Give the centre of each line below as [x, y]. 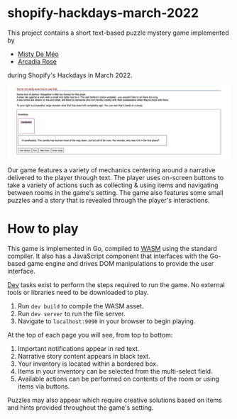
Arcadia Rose [37, 61]
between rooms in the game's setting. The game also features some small [115, 192]
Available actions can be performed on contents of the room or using [118, 379]
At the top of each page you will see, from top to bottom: [90, 335]
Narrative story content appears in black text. [84, 356]
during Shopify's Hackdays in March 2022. [70, 75]
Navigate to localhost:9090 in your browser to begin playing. [106, 321]
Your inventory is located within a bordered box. [88, 364]
